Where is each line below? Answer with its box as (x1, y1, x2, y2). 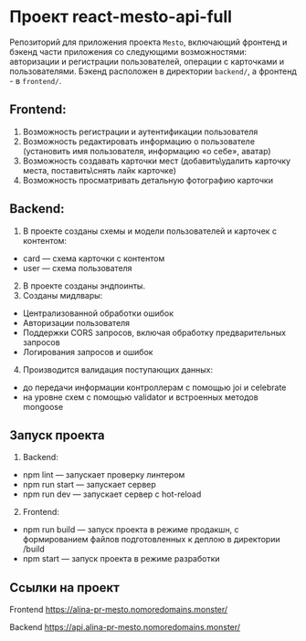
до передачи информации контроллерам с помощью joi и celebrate (22, 382, 287, 393)
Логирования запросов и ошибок (22, 346, 153, 357)
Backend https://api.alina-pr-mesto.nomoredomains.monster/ (9, 622, 240, 633)
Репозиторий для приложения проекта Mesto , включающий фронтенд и (9, 37, 288, 47)
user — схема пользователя (22, 262, 132, 273)
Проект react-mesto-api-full (9, 6, 233, 27)
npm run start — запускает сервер (22, 479, 157, 490)
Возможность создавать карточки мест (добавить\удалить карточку (22, 155, 290, 166)
